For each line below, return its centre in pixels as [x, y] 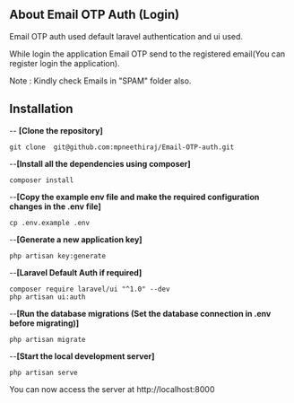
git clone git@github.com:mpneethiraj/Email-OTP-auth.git [122, 147]
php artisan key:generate [57, 256]
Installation [41, 109]
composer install [42, 180]
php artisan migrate [48, 339]
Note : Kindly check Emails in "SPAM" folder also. [100, 81]
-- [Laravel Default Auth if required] [76, 272]
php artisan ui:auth [48, 297]
